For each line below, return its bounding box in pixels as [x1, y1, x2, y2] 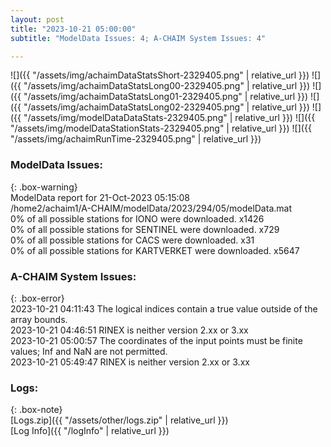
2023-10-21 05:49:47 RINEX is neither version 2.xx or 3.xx [10, 356, 250, 368]
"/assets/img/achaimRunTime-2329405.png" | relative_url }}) [10, 133, 262, 145]
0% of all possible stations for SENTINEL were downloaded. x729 [10, 223, 280, 235]
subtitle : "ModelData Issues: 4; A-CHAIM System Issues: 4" [10, 33, 267, 43]
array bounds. [10, 313, 68, 325]
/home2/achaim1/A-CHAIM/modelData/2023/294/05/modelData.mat [10, 202, 292, 214]
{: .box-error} [10, 292, 65, 304]
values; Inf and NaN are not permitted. [10, 345, 168, 357]
